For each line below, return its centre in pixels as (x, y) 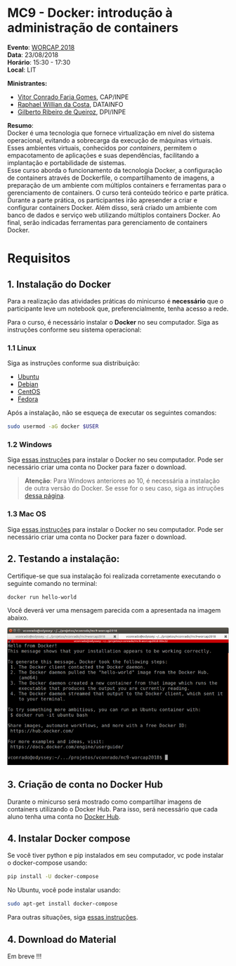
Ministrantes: (27, 83)
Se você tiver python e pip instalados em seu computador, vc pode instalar (116, 856)
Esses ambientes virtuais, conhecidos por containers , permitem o (102, 148)
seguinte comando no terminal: (52, 583)
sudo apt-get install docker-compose (63, 904)
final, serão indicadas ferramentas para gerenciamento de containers (107, 222)
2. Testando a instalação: (64, 559)
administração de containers (93, 28)
